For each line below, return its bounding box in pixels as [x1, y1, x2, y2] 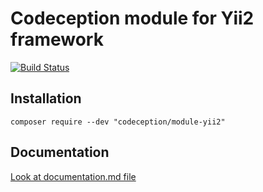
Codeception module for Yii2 [10, 7, 255, 30]
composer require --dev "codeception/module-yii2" [10, 117, 226, 127]
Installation [10, 90, 82, 107]
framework [10, 28, 104, 51]
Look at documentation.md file [10, 170, 137, 182]
